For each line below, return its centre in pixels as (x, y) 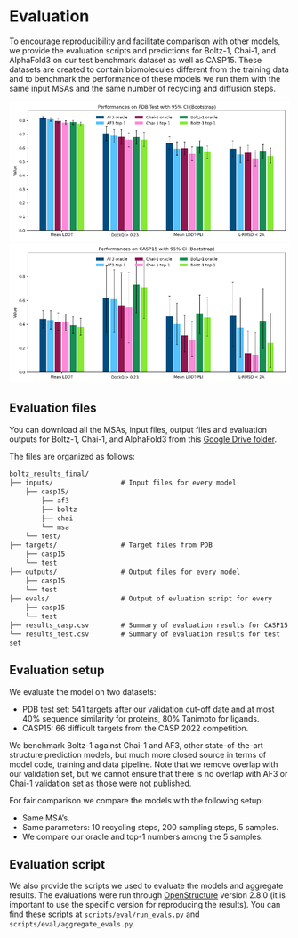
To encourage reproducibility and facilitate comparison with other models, (145, 41)
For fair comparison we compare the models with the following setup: (137, 800)
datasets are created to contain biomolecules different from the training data (149, 69)
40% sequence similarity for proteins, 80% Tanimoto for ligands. (141, 718)
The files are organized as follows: (72, 456)
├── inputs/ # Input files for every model (123, 483)
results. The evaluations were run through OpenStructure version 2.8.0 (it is (148, 895)
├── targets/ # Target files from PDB (111, 545)
